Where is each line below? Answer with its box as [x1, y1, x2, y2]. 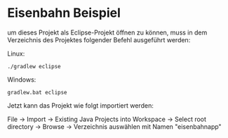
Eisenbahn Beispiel [7, 5, 121, 21]
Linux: [7, 49, 25, 58]
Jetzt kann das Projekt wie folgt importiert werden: [7, 101, 154, 110]
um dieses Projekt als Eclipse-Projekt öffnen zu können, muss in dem [7, 28, 208, 37]
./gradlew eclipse [7, 63, 61, 70]
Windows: [7, 75, 36, 84]
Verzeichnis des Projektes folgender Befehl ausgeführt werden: [7, 35, 191, 44]
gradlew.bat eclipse [7, 89, 68, 96]
